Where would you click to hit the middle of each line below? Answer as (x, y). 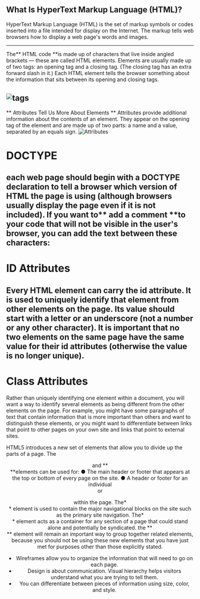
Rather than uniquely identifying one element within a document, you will (95, 398)
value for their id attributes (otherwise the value (97, 346)
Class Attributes (47, 381)
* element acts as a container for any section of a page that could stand (100, 521)
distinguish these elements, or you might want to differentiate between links (99, 423)
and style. (104, 589)
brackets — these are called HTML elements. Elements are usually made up (99, 60)
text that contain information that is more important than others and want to (99, 416)
